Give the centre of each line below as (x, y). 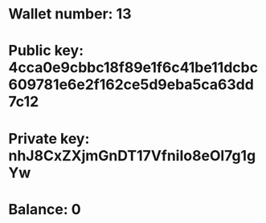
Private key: (49, 138)
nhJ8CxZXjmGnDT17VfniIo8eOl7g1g (132, 155)
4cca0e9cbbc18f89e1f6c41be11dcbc (133, 68)
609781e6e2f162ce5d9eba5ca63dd (131, 85)
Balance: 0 (45, 209)
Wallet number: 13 (70, 14)
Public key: (46, 51)
